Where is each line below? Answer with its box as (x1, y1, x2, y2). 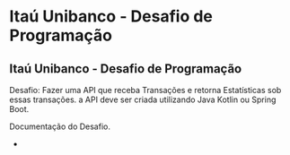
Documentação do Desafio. (9, 121, 110, 132)
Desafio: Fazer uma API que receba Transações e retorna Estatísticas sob (9, 85, 282, 95)
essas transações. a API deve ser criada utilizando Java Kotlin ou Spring (9, 94, 277, 105)
